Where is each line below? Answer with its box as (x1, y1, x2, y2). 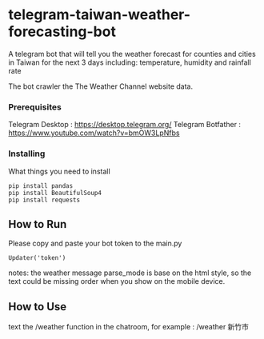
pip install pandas (8, 181, 74, 189)
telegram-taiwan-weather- (8, 6, 190, 24)
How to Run (8, 217, 67, 231)
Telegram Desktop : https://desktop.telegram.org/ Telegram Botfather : (8, 120, 242, 130)
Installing (8, 148, 46, 159)
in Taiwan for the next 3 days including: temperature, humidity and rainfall (8, 58, 252, 67)
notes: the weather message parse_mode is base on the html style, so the (8, 268, 252, 277)
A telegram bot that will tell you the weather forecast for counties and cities (8, 49, 256, 58)
